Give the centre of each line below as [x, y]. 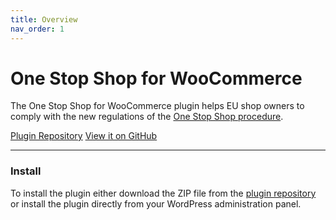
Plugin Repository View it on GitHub [84, 136]
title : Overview [44, 19]
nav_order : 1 [37, 29]
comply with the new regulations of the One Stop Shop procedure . [147, 117]
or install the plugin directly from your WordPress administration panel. [156, 203]
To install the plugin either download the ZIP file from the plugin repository [163, 193]
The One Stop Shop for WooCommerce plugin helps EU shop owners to [157, 106]
